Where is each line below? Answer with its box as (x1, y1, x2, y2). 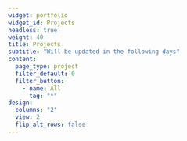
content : (8, 56, 37, 63)
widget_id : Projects (8, 19, 76, 27)
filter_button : (15, 77, 65, 85)
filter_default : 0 (15, 70, 76, 78)
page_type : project (15, 63, 79, 70)
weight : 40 (8, 33, 44, 42)
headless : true (8, 26, 58, 34)
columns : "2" (15, 107, 58, 114)
